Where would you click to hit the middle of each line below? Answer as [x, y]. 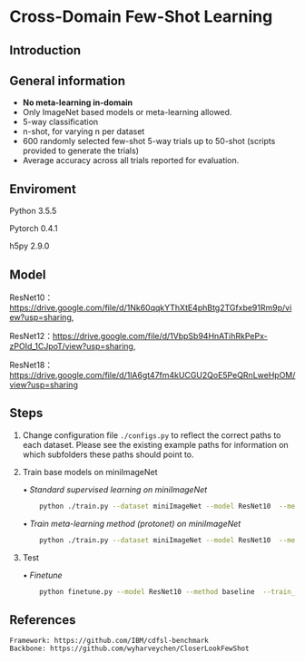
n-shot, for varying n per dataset [84, 131]
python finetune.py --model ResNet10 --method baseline [147, 591]
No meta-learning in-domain [78, 102]
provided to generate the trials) [80, 151]
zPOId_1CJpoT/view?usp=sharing [72, 346]
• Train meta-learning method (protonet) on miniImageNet [132, 523]
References [43, 620]
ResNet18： [31, 365]
